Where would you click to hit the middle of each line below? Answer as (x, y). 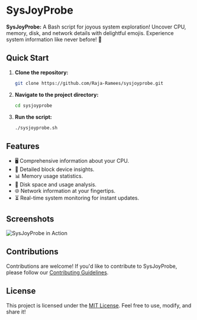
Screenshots (30, 219)
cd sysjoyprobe (33, 105)
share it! (16, 312)
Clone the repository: (41, 72)
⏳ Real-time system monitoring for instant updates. (77, 198)
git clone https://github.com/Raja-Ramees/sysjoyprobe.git (89, 83)
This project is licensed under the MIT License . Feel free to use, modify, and (99, 305)
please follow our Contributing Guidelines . (57, 272)
